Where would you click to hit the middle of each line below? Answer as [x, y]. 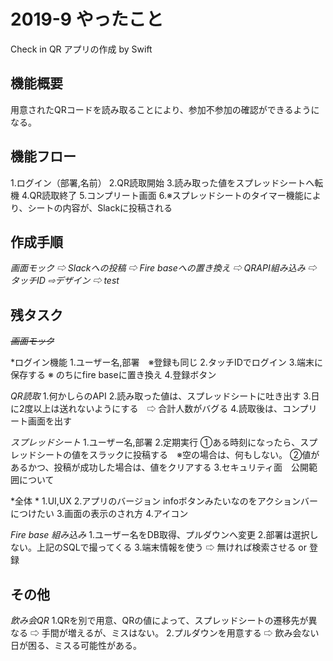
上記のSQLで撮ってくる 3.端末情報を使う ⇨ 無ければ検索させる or [171, 547]
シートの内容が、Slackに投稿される [100, 207]
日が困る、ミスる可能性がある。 [76, 645]
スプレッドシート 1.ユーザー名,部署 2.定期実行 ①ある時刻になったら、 [155, 442]
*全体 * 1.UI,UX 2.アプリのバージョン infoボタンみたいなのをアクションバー [164, 501]
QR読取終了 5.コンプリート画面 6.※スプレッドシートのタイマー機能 [166, 195]
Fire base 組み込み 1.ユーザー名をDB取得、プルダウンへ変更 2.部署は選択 [160, 535]
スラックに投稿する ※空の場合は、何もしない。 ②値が [204, 455]
